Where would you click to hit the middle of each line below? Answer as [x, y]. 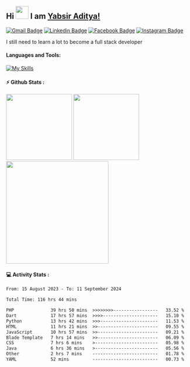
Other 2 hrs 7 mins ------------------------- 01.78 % [95, 354]
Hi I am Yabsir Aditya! [53, 16]
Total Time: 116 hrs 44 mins [42, 300]
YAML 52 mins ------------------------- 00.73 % [95, 359]
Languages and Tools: [34, 55]
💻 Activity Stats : [28, 274]
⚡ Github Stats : [25, 82]
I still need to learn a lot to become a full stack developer [74, 42]
